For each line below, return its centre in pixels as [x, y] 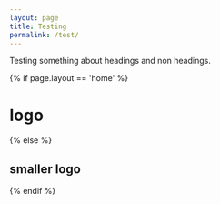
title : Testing [38, 26]
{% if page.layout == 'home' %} [69, 78]
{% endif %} [33, 191]
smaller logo [45, 169]
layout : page [34, 18]
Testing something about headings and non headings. [110, 61]
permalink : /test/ [44, 35]
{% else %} [31, 140]
